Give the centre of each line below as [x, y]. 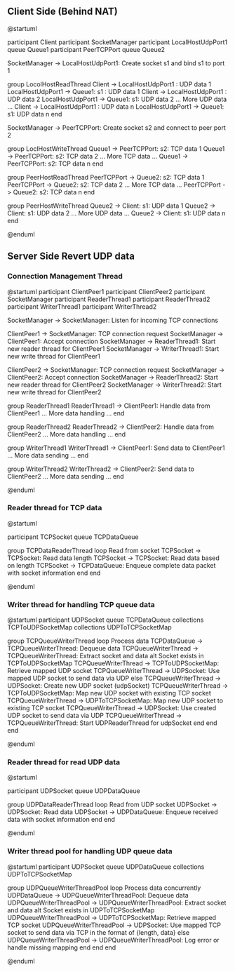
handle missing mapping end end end [62, 947]
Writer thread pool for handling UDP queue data [90, 851]
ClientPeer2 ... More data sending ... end [66, 476]
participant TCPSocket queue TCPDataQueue [73, 537]
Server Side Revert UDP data [71, 257]
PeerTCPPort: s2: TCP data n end [55, 164]
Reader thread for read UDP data [64, 762]
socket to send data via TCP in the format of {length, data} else [99, 932]
